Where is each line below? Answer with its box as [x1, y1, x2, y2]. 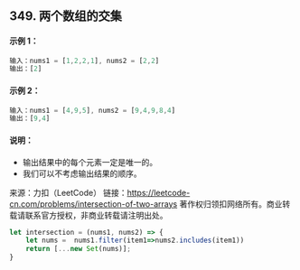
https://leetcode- [127, 187, 191, 198]
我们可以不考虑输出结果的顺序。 [22, 168, 142, 179]
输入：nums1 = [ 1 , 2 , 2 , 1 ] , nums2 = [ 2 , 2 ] [9, 56, 160, 65]
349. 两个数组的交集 [9, 8, 123, 24]
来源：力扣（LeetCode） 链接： [9, 187, 128, 198]
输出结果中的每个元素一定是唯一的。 [22, 156, 158, 167]
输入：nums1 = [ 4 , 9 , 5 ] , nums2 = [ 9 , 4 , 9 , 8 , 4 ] [9, 106, 176, 115]
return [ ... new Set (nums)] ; [25, 245, 131, 254]
